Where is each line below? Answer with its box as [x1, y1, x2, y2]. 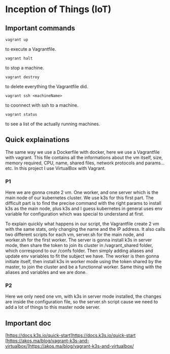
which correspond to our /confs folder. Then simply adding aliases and [5, 247, 153, 254]
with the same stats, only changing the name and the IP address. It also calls [5, 226, 165, 232]
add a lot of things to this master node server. [5, 304, 100, 310]
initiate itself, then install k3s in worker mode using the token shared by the [5, 259, 162, 265]
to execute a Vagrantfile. [5, 46, 56, 52]
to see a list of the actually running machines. [5, 121, 100, 127]
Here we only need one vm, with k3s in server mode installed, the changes [5, 293, 161, 300]
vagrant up [5, 37, 28, 42]
